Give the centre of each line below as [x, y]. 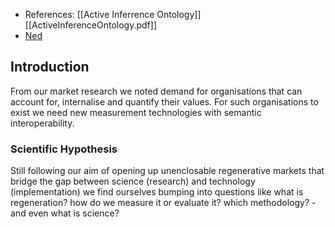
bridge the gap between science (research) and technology [133, 181]
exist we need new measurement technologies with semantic [136, 112]
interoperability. [42, 123]
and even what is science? [65, 213]
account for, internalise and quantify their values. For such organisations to [164, 101]
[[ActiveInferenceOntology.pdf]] [91, 25]
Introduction [50, 67]
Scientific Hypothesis [64, 149]
